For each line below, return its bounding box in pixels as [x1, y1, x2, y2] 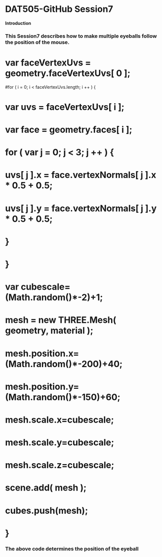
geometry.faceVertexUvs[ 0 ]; [5, 67, 131, 79]
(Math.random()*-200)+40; [5, 358, 122, 370]
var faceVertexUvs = [5, 57, 91, 68]
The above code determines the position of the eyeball [5, 545, 139, 552]
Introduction [5, 20, 31, 26]
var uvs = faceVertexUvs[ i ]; [5, 101, 124, 113]
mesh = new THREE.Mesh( [5, 314, 117, 326]
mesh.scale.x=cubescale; [5, 414, 115, 425]
